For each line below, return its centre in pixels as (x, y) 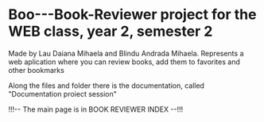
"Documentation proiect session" (63, 93)
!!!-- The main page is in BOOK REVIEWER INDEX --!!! (96, 109)
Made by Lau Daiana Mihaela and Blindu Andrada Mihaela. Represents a (126, 53)
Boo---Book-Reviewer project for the (132, 15)
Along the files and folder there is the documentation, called (107, 86)
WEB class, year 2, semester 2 (111, 31)
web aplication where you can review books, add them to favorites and (124, 62)
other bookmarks (37, 70)
